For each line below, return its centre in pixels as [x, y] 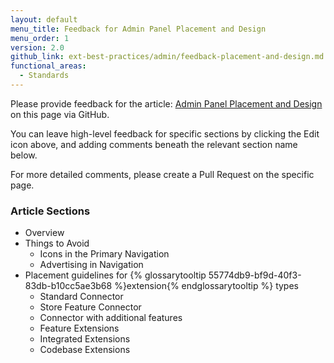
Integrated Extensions [85, 339]
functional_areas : [48, 66]
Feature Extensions [79, 328]
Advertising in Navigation [91, 265]
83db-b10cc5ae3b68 [68, 286]
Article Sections [50, 211]
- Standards [44, 76]
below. [24, 155]
